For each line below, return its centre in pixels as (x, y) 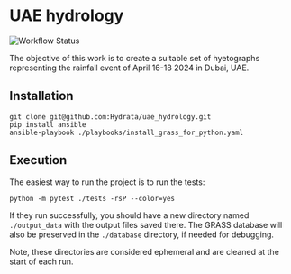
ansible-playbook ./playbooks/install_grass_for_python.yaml (127, 132)
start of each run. (41, 261)
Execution (38, 160)
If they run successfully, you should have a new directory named (129, 215)
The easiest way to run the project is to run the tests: (107, 182)
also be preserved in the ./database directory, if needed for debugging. (142, 234)
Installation (41, 96)
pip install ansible (48, 124)
